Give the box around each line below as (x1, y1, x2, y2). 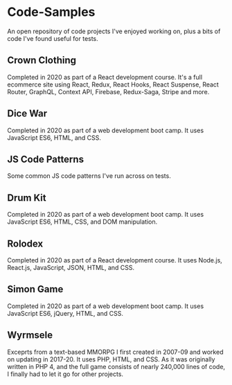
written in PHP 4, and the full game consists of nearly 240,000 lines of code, (7, 362, 226, 370)
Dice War (7, 108, 48, 120)
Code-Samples (7, 4, 96, 20)
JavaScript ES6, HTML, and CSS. (7, 133, 102, 142)
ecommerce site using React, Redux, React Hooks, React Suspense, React (7, 80, 220, 89)
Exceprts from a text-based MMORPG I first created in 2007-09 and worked (7, 348, 224, 356)
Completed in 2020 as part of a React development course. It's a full (7, 73, 203, 81)
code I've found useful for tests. (7, 34, 98, 42)
